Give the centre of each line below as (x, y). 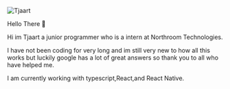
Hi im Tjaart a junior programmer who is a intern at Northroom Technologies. (115, 37)
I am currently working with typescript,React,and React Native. (96, 78)
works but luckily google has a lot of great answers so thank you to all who (113, 58)
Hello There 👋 (26, 24)
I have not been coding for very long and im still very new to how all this (109, 50)
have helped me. (31, 65)
